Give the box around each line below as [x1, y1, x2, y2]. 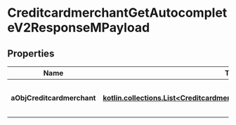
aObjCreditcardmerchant [11, 93, 96, 103]
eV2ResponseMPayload [7, 20, 150, 36]
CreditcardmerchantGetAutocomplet [7, 5, 228, 21]
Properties [7, 47, 55, 59]
